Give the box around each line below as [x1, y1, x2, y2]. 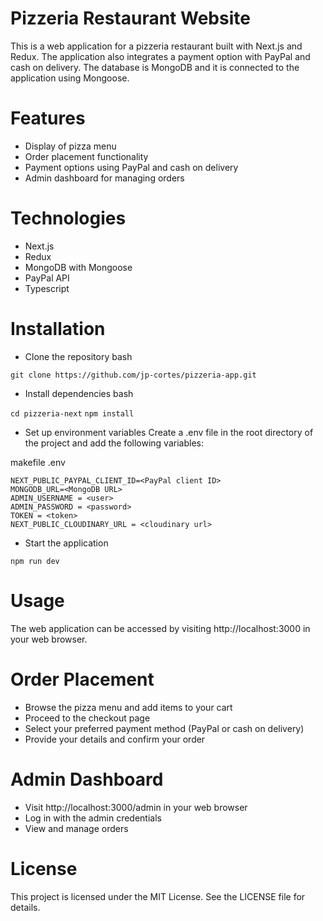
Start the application [24, 537, 109, 549]
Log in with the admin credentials [24, 812, 162, 824]
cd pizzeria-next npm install [10, 408, 135, 419]
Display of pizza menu [24, 140, 117, 152]
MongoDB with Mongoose [24, 261, 133, 273]
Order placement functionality [24, 150, 149, 162]
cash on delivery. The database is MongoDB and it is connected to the [10, 61, 300, 73]
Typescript [24, 282, 70, 294]
